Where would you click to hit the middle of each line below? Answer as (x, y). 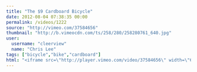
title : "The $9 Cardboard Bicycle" (50, 11)
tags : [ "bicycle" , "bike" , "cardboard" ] (53, 55)
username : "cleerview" (39, 44)
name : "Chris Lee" (34, 49)
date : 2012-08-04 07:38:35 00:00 (47, 17)
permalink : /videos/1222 (36, 22)
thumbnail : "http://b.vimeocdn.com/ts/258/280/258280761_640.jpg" (89, 33)
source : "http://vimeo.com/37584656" (52, 28)
